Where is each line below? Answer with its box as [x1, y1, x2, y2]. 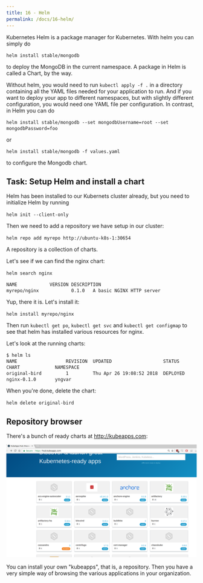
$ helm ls [6, 353, 31, 359]
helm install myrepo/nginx [6, 311, 74, 318]
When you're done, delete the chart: [6, 387, 97, 394]
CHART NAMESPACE [6, 365, 80, 371]
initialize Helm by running [6, 199, 69, 206]
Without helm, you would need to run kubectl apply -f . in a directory [6, 81, 183, 88]
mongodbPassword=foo [6, 125, 59, 131]
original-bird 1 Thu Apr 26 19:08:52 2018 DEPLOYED [6, 371, 185, 377]
